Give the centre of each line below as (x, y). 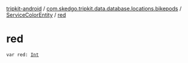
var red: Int (23, 55)
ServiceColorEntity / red (36, 15)
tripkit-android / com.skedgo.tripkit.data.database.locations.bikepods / (94, 9)
